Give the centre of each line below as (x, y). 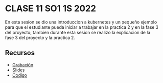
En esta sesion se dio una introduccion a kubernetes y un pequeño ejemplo (81, 22)
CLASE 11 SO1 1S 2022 (51, 9)
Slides (18, 70)
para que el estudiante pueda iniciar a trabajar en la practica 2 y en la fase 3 (82, 27)
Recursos (20, 53)
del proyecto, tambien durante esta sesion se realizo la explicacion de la (78, 32)
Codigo (20, 75)
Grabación (23, 64)
